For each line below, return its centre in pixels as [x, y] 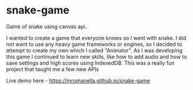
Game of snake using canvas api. [46, 26]
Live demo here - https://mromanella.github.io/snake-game [78, 81]
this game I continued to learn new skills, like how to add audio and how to [97, 56]
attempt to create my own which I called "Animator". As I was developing [94, 50]
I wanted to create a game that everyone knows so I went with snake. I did [96, 38]
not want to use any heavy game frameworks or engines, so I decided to [94, 44]
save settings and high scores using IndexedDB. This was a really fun [91, 63]
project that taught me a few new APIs [53, 69]
